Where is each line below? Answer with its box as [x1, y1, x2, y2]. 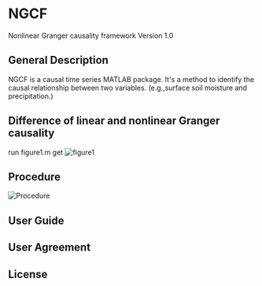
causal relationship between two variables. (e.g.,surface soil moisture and [8, 83, 248, 92]
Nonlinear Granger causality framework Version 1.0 [8, 31, 174, 40]
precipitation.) [8, 91, 54, 101]
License [8, 267, 48, 280]
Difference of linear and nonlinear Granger [8, 114, 220, 128]
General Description [8, 54, 109, 67]
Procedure [8, 170, 61, 184]
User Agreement [8, 241, 91, 254]
